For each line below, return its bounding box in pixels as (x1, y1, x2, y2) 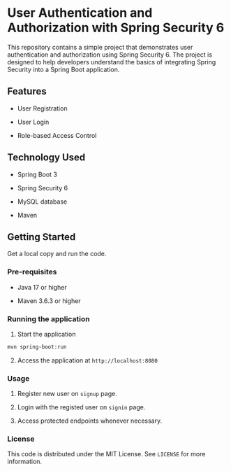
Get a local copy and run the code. (7, 250, 107, 258)
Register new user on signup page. (17, 390, 117, 398)
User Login (17, 118, 50, 126)
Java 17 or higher (17, 283, 68, 291)
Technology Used (7, 152, 86, 164)
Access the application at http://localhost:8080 (17, 356, 158, 365)
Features (7, 85, 47, 97)
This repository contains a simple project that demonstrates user (7, 43, 193, 51)
